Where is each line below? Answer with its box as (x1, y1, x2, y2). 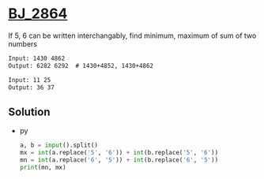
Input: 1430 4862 (8, 54, 66, 62)
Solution (8, 105, 51, 118)
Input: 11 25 (8, 76, 51, 84)
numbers (8, 39, 38, 48)
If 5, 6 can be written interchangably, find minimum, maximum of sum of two (8, 31, 257, 40)
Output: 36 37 (8, 84, 55, 91)
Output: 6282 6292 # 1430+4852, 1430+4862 (8, 62, 154, 69)
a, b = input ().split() (19, 141, 99, 150)
